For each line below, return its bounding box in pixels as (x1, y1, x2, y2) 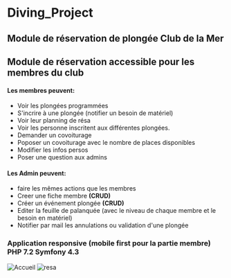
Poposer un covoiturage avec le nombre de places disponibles (17, 139, 196, 147)
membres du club (7, 67, 84, 78)
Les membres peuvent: (7, 86, 75, 94)
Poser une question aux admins (17, 153, 107, 162)
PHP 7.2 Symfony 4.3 (7, 247, 80, 257)
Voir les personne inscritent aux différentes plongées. (17, 123, 170, 132)
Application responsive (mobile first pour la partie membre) (7, 238, 211, 248)
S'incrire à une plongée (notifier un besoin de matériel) (17, 109, 174, 117)
